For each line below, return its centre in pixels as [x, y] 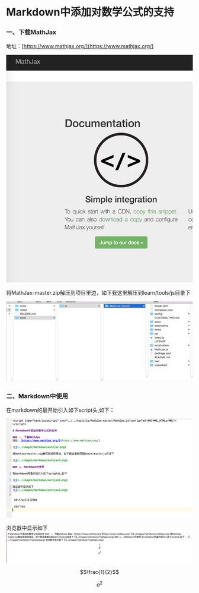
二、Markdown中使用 [37, 396]
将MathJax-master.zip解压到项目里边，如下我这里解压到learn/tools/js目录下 [98, 292]
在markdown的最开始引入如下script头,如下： [60, 410]
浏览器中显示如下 [27, 528]
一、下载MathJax [31, 32]
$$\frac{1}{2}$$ [99, 572]
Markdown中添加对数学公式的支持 [90, 12]
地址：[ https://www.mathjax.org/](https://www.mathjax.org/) [80, 46]
